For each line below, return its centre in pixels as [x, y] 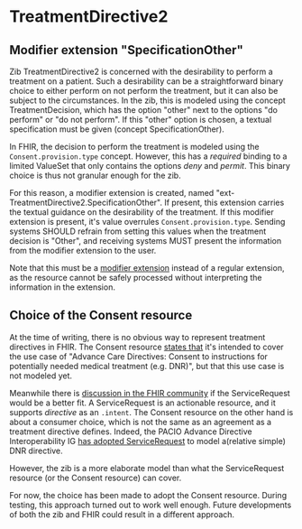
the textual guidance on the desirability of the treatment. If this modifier [142, 212]
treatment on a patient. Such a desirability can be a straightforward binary [146, 81]
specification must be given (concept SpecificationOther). [117, 129]
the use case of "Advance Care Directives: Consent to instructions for [139, 356]
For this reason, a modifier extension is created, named [112, 193]
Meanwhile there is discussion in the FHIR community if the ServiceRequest [150, 393]
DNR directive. [36, 450]
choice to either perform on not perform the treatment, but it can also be [144, 91]
